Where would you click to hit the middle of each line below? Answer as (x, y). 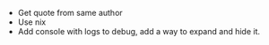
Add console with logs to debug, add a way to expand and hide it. (139, 31)
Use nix (32, 22)
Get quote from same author (70, 13)
